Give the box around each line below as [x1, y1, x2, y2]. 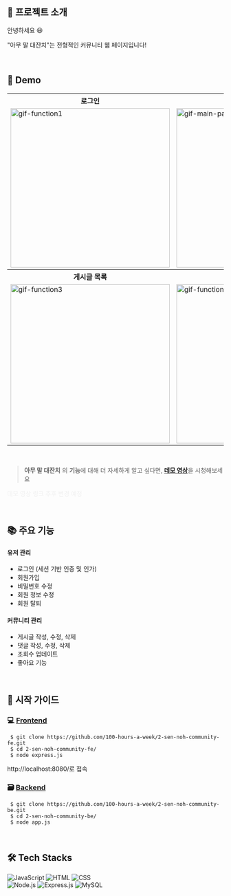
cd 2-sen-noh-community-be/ [16, 813, 97, 820]
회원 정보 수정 [16, 590, 54, 599]
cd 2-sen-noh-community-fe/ [16, 746, 97, 753]
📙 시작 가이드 [7, 694, 60, 705]
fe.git [7, 740, 26, 747]
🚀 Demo [7, 74, 41, 86]
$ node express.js [10, 752, 63, 759]
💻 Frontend [7, 715, 47, 725]
